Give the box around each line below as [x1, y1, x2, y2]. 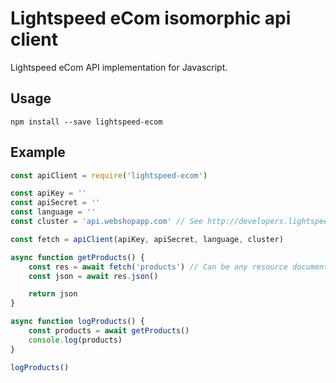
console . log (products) [28, 335, 123, 345]
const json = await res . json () [28, 271, 159, 281]
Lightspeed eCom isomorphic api [10, 7, 292, 30]
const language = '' [10, 207, 97, 217]
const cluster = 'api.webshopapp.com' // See [10, 217, 203, 227]
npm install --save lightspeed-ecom [10, 117, 163, 127]
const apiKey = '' [10, 188, 87, 199]
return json [28, 289, 78, 299]
